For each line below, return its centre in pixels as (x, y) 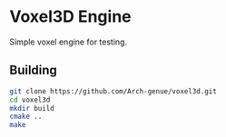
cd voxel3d (30, 100)
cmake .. (26, 117)
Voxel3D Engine (70, 17)
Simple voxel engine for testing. (69, 42)
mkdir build (32, 108)
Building (33, 70)
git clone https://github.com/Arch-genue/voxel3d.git (113, 91)
